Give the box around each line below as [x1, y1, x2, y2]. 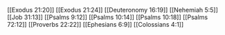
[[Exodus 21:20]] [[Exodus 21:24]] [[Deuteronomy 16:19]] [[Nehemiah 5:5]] [7, 6, 218, 14]
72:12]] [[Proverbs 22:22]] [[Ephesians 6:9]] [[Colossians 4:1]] [7, 21, 184, 28]
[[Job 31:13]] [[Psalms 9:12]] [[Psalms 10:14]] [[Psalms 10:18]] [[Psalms [7, 13, 208, 21]
